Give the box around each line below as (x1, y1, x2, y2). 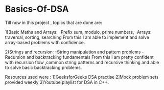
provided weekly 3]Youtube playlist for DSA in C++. (5, 79, 109, 85)
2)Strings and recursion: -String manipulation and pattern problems (5, 49, 141, 55)
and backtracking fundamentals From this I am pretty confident (26, 54, 154, 60)
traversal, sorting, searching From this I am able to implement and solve (5, 34, 149, 40)
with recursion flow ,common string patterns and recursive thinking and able (5, 59, 159, 65)
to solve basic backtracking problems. (5, 65, 82, 70)
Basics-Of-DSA (5, 3, 69, 15)
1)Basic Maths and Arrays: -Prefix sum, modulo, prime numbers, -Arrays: (5, 29, 152, 35)
